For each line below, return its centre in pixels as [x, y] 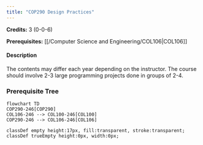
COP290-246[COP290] [31, 110]
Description [22, 55]
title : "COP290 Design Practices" [51, 12]
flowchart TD [23, 104]
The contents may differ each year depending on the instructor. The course [101, 69]
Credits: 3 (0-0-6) [30, 29]
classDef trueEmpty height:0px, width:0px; [63, 136]
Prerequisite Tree [33, 91]
